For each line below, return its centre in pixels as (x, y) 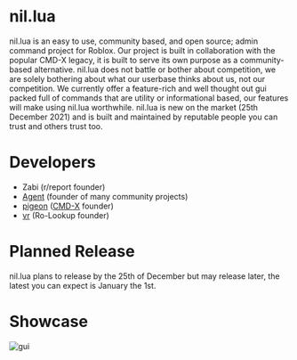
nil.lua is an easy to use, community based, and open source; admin (134, 41)
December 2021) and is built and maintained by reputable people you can (144, 117)
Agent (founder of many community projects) (105, 196)
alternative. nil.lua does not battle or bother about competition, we (155, 70)
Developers (52, 163)
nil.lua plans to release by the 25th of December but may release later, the (144, 276)
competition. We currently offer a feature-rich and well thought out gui (138, 88)
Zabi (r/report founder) (64, 187)
